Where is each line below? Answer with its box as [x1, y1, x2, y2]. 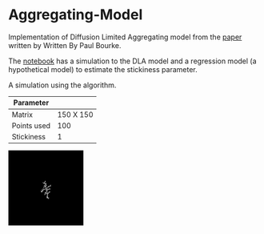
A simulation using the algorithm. [8, 80, 117, 90]
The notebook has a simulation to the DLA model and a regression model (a [8, 56, 258, 66]
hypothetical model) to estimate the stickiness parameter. [8, 64, 198, 74]
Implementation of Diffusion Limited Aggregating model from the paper [8, 32, 242, 42]
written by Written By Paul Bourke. [8, 40, 122, 50]
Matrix [11, 110, 34, 119]
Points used [11, 120, 50, 130]
